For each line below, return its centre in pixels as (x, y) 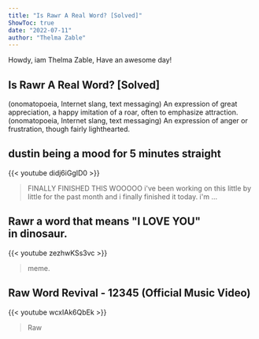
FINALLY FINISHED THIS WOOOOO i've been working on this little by (139, 188)
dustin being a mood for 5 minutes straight (115, 154)
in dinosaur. (38, 234)
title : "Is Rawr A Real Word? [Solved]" (76, 15)
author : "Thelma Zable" (47, 38)
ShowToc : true (31, 23)
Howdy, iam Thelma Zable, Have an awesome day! (90, 60)
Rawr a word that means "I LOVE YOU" (104, 222)
